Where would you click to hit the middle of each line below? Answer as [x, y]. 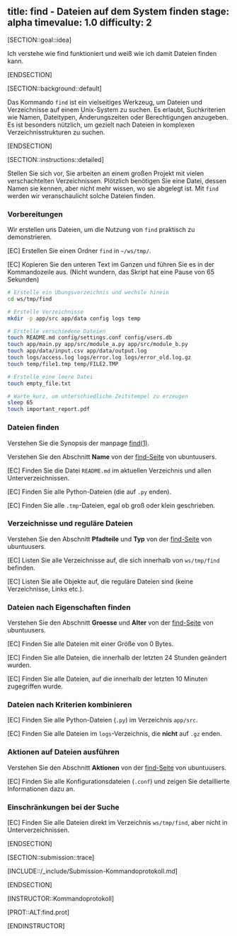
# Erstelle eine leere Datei [50, 377]
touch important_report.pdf [49, 410]
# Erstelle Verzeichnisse [45, 312]
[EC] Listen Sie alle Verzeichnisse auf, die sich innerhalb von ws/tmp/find [114, 560]
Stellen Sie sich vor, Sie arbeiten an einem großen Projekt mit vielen [106, 173]
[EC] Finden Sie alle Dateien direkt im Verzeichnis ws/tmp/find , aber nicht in [117, 823]
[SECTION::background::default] [55, 88]
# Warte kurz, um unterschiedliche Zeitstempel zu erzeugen [98, 396]
